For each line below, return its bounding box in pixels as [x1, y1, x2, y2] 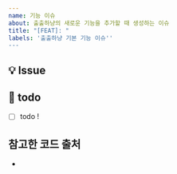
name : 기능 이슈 [8, 11, 56, 20]
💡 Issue [8, 63, 46, 77]
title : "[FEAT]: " [8, 26, 69, 34]
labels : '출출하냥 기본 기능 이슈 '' [8, 34, 113, 42]
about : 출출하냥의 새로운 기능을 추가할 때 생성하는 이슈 [8, 19, 170, 27]
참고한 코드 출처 [8, 137, 81, 151]
